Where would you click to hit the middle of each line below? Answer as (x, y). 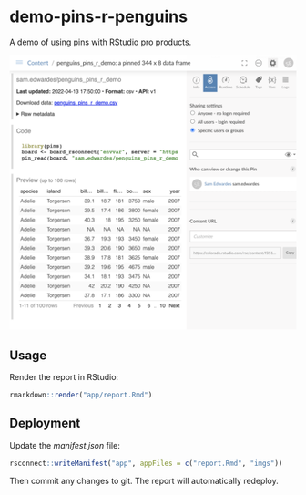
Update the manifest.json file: (65, 445)
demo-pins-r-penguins (99, 17)
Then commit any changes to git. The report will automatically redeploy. (144, 480)
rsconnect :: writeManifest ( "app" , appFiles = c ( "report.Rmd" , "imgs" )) (146, 463)
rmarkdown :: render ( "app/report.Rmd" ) (81, 395)
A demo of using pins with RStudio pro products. (101, 42)
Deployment (45, 423)
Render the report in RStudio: (64, 377)
